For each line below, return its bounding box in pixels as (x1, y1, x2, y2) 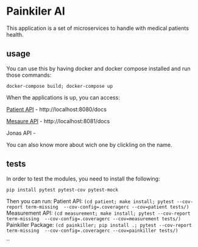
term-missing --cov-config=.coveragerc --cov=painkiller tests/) (6, 227, 179, 234)
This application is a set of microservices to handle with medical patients (6, 24, 189, 32)
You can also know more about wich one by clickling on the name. (6, 141, 172, 148)
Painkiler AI (6, 4, 65, 18)
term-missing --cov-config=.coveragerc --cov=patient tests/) (25, 204, 189, 210)
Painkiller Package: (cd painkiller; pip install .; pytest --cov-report (6, 221, 192, 228)
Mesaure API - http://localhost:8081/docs (6, 117, 110, 124)
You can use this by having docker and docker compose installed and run (6, 65, 191, 72)
